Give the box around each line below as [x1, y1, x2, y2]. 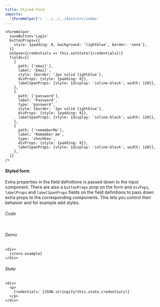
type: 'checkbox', [18, 136, 56, 142]
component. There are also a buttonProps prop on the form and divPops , [5, 184, 150, 190]
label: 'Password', [18, 98, 58, 103]
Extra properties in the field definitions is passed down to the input [5, 179, 139, 184]
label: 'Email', [18, 68, 51, 73]
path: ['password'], [18, 94, 60, 99]
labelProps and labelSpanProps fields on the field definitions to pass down [5, 189, 155, 195]
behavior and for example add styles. [5, 200, 80, 205]
